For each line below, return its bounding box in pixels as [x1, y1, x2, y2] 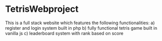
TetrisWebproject [5, 3, 79, 15]
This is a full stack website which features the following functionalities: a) [5, 20, 155, 26]
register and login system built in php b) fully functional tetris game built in [5, 25, 158, 31]
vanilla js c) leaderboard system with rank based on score [5, 30, 124, 36]
